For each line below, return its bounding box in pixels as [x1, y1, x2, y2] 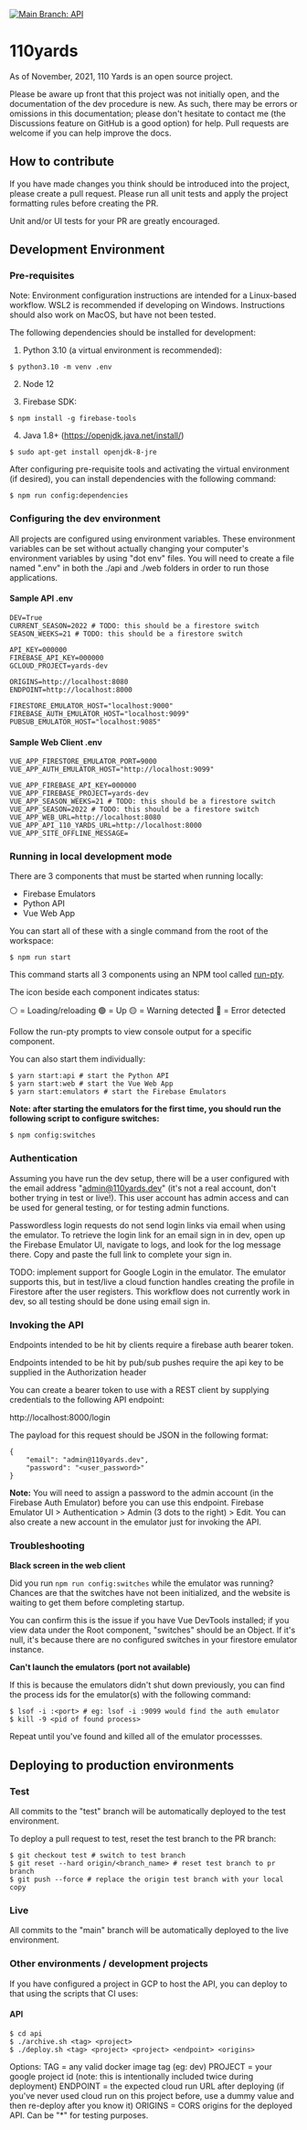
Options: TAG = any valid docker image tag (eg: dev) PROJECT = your [9, 2060, 272, 2071]
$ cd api [9, 2028, 43, 2039]
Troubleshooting [9, 1539, 85, 1552]
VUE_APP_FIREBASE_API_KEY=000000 [9, 781, 137, 790]
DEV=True [9, 613, 43, 622]
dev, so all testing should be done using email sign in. [9, 1295, 211, 1307]
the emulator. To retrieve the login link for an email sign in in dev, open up [9, 1229, 286, 1240]
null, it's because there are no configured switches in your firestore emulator [9, 1634, 298, 1645]
